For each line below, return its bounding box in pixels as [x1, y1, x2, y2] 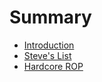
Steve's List [23, 49, 72, 61]
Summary [9, 6, 92, 29]
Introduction [23, 39, 75, 51]
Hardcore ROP [23, 60, 84, 72]
